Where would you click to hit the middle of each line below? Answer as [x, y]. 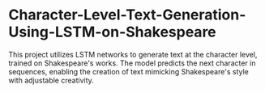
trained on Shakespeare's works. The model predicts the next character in [132, 63]
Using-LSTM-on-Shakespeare [112, 32]
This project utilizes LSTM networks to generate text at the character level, [133, 54]
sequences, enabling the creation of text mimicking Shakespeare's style [128, 71]
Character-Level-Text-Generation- [127, 15]
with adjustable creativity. [51, 80]
